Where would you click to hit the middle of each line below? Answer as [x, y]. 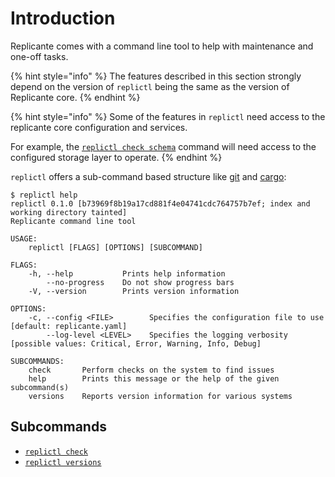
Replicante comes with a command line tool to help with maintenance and [162, 46]
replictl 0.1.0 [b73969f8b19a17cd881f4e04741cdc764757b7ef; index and [160, 203]
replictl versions [63, 462]
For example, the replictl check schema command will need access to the [163, 146]
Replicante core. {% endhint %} [75, 97]
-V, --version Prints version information [134, 291]
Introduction [63, 18]
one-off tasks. [39, 56]
